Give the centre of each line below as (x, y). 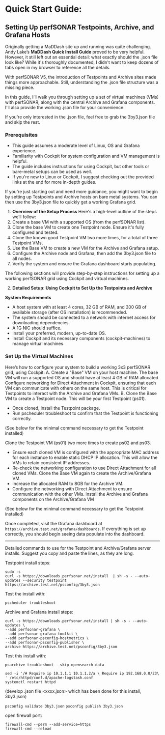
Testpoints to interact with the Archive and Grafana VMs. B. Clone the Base (81, 393)
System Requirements (28, 298)
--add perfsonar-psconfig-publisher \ (45, 642)
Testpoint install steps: (28, 563)
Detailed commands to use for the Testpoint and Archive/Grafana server (78, 548)
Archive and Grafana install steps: (39, 612)
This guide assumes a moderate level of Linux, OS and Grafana (76, 145)
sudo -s (13, 572)
